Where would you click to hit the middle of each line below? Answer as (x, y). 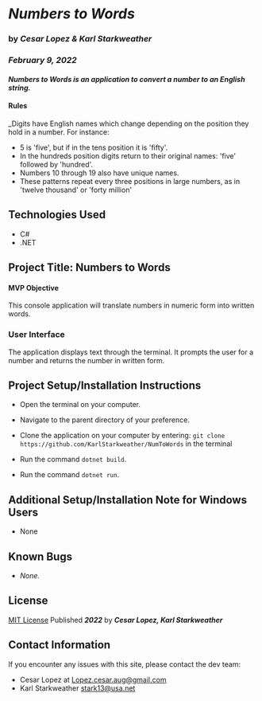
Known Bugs (40, 556)
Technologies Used (57, 215)
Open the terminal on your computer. (80, 405)
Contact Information (60, 645)
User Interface (37, 335)
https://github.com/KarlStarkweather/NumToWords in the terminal (126, 444)
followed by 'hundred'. (56, 164)
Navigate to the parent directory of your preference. (105, 420)
